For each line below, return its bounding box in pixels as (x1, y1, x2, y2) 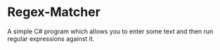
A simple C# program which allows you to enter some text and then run (7, 27, 214, 35)
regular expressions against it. (7, 34, 95, 42)
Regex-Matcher (7, 4, 101, 20)
